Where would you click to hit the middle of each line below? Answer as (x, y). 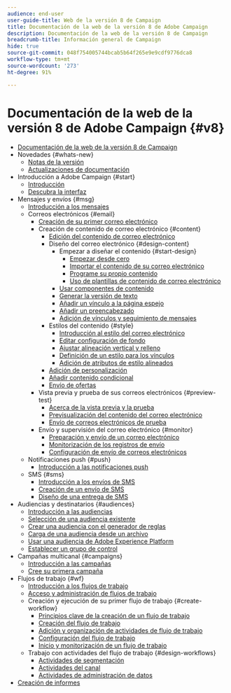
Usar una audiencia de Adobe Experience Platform (100, 541)
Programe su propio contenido (114, 274)
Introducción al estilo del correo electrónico (122, 333)
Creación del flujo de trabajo (79, 623)
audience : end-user (36, 14)
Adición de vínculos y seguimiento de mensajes (128, 318)
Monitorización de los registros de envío (107, 444)
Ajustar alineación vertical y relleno (110, 348)
